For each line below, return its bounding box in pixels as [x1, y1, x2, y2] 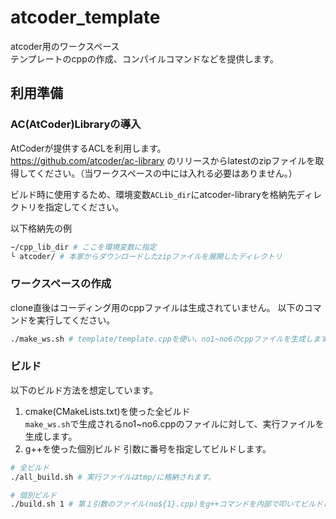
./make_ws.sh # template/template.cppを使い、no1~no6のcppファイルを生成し [10, 334, 313, 344]
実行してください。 [36, 314, 116, 326]
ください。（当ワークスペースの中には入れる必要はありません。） [36, 167, 298, 179]
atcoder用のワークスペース [10, 40, 120, 52]
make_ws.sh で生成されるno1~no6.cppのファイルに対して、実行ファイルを [24, 417, 325, 430]
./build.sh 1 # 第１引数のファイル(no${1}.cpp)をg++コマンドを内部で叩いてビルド [10, 499, 323, 510]
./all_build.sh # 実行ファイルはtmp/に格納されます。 [10, 472, 216, 482]
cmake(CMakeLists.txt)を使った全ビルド [24, 405, 191, 417]
